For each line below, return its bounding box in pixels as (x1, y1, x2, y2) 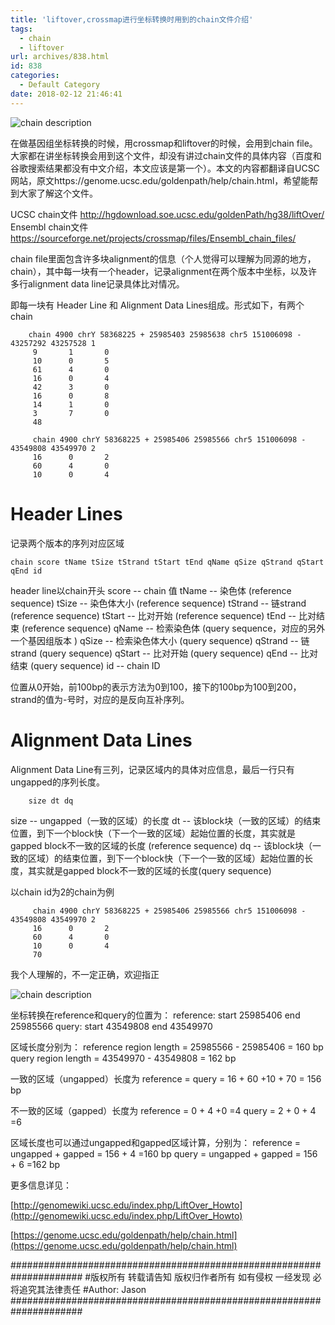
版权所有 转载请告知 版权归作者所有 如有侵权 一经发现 (90, 1271, 311, 1283)
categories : (10, 71, 60, 81)
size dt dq (28, 796, 74, 806)
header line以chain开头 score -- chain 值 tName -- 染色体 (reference (10, 584, 292, 596)
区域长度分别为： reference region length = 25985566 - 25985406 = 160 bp (10, 1041, 324, 1053)
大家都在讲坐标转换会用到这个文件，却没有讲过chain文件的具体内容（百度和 (10, 149, 322, 161)
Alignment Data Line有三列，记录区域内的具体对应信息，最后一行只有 (10, 763, 295, 775)
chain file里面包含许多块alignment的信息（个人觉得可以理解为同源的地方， (10, 252, 317, 265)
